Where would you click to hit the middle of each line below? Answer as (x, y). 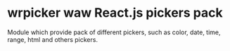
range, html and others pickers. (53, 39)
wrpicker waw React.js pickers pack (115, 13)
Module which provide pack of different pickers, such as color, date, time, (114, 32)
